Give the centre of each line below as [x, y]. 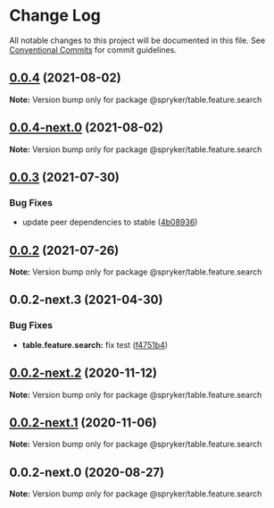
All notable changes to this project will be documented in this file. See [137, 40]
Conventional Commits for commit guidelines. [93, 49]
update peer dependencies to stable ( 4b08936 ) [110, 222]
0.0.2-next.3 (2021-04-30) [86, 300]
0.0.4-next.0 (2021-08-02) [86, 127]
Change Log [55, 16]
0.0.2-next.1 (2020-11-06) [83, 423]
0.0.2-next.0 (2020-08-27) [87, 472]
